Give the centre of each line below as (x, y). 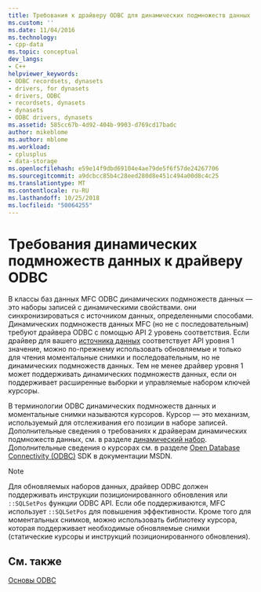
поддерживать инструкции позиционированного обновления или (118, 495)
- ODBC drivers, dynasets (50, 118)
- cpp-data (26, 45)
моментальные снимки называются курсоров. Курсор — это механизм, (129, 415)
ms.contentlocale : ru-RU (49, 190)
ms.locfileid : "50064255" (50, 205)
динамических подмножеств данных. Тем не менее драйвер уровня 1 (126, 366)
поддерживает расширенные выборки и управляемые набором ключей (129, 382)
